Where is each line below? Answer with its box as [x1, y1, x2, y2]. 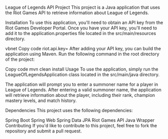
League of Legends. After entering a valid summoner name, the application [5, 87, 162, 93]
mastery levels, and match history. [5, 97, 77, 103]
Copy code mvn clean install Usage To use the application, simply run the [5, 66, 158, 72]
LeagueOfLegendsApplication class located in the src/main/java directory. [5, 72, 160, 78]
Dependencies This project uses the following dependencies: [5, 108, 133, 113]
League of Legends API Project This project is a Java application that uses [5, 5, 160, 10]
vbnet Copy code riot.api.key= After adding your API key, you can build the [5, 46, 161, 51]
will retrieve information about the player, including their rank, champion [5, 92, 155, 98]
